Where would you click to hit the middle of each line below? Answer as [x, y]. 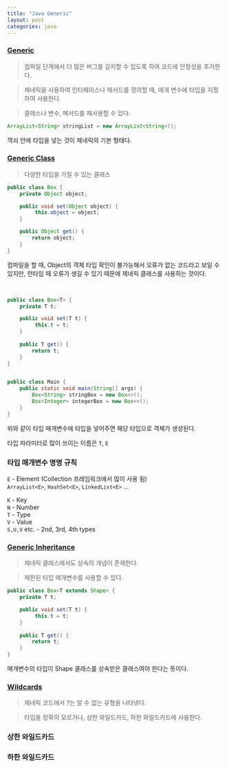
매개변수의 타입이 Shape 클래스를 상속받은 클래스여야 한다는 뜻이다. [98, 669]
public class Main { [37, 382]
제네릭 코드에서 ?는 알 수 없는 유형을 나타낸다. [85, 703]
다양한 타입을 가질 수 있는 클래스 [67, 174]
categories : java [32, 26]
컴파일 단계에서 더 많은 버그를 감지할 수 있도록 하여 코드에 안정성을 [113, 66]
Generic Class [31, 158]
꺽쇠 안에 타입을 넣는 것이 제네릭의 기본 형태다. [69, 140]
